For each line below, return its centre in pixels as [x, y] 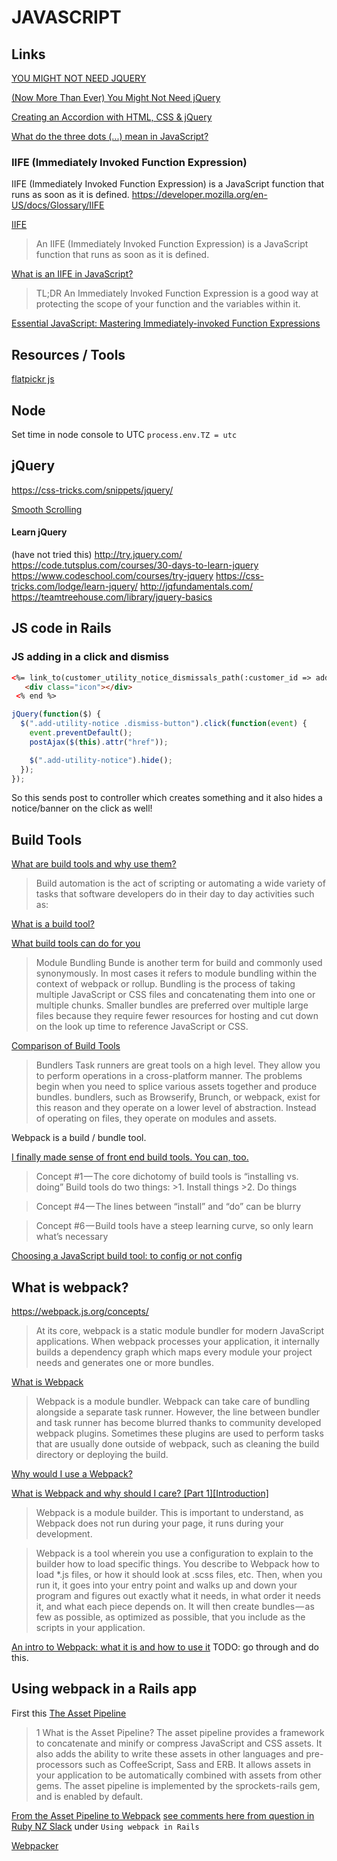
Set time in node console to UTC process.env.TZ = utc [124, 434]
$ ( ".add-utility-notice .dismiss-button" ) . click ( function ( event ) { [164, 724]
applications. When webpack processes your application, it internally [177, 1341]
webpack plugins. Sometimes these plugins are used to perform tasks [179, 1433]
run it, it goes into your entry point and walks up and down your [166, 1585]
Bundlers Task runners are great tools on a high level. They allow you [178, 1065]
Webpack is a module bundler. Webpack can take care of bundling [173, 1401]
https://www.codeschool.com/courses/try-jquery [112, 575]
